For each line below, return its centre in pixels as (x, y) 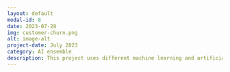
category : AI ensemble (39, 52)
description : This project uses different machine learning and (101, 58)
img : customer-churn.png (42, 33)
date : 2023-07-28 (32, 26)
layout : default (30, 13)
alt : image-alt (29, 39)
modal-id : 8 (24, 20)
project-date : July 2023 (42, 45)
